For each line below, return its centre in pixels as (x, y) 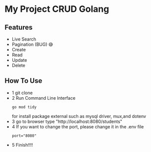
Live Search (24, 39)
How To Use (24, 81)
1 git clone (22, 93)
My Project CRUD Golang (57, 9)
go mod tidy (24, 107)
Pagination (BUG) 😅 (32, 44)
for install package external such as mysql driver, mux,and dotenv (79, 116)
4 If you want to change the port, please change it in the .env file (78, 126)
